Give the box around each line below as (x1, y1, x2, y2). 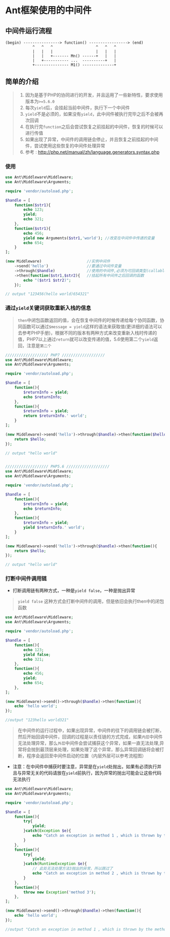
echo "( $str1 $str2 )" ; (23, 278, 71, 283)
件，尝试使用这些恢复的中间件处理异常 (25, 143, 105, 149)
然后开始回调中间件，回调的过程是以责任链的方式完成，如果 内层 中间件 (17, 734, 163, 740)
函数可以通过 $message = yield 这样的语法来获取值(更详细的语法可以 (22, 323, 162, 329)
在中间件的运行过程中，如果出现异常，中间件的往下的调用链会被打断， (17, 727, 164, 733)
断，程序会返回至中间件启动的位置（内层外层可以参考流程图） (17, 753, 147, 759)
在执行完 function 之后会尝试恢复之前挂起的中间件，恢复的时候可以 (25, 123, 163, 129)
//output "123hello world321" (5, 718, 69, 723)
